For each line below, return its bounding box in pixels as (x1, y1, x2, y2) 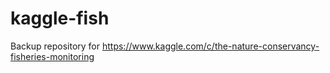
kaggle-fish (10, 7, 110, 30)
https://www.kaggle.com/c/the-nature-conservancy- (101, 40, 320, 52)
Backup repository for (10, 40, 101, 52)
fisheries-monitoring (10, 50, 95, 62)
